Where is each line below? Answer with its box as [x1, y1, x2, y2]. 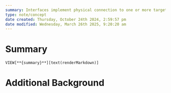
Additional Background [5, 77, 105, 89]
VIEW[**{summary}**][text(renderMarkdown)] [5, 60, 99, 66]
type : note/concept [5, 12, 47, 17]
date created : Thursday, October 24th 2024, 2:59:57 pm [5, 17, 126, 22]
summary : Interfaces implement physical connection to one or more [5, 7, 152, 13]
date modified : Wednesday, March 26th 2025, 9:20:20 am [5, 21, 126, 27]
